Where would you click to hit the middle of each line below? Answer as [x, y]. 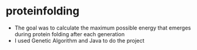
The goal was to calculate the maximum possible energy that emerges [103, 28]
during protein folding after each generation [70, 34]
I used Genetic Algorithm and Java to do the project [79, 40]
